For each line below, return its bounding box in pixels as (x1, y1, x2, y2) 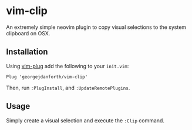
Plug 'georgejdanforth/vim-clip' (6, 74, 88, 80)
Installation (6, 47, 48, 57)
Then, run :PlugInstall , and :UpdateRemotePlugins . (6, 84, 130, 91)
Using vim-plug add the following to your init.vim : (6, 62, 129, 69)
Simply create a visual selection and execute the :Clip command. (6, 116, 164, 124)
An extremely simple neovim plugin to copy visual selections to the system (6, 24, 187, 31)
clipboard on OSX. (6, 29, 50, 36)
